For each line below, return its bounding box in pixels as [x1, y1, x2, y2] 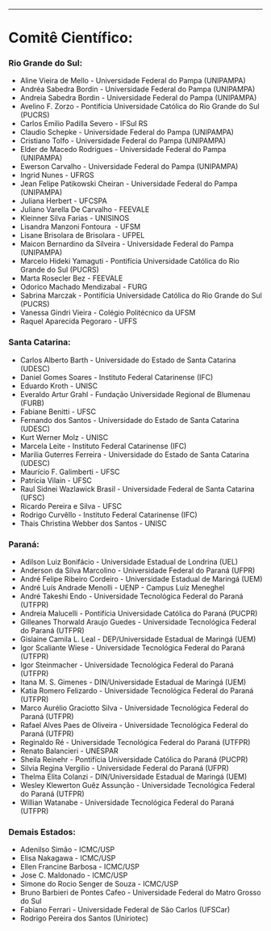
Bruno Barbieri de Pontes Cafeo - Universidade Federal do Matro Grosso [19, 887, 261, 898]
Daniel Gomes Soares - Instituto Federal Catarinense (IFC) [19, 372, 214, 382]
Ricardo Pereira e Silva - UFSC [19, 501, 123, 510]
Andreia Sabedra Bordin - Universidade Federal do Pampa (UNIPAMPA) [19, 93, 257, 103]
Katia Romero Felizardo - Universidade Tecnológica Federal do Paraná [19, 686, 254, 696]
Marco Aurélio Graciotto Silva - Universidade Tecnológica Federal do [19, 703, 248, 713]
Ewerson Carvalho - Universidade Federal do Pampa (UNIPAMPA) [19, 162, 239, 171]
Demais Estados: [8, 827, 77, 837]
